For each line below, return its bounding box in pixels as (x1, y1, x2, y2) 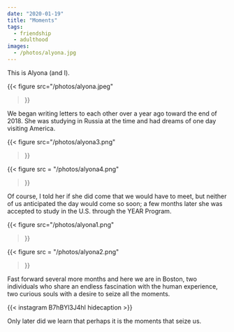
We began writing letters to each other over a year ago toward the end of (7, 109, 218, 118)
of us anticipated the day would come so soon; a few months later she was (7, 199, 223, 207)
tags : (7, 23, 23, 30)
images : (7, 43, 30, 50)
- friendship (13, 29, 52, 37)
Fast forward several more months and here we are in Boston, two (7, 275, 198, 283)
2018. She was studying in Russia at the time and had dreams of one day (7, 116, 217, 125)
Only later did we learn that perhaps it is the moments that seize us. (7, 317, 202, 325)
